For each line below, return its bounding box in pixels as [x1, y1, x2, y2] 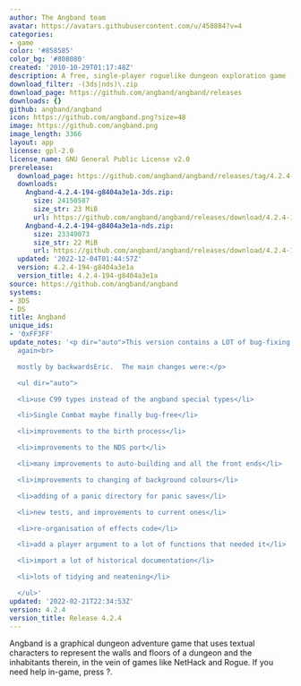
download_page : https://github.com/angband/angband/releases [9, 88, 243, 97]
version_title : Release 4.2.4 [9, 613, 123, 622]
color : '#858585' [9, 47, 74, 56]
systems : [9, 287, 42, 296]
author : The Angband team [9, 13, 106, 22]
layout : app [9, 138, 54, 147]
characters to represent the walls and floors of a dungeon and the [9, 647, 253, 658]
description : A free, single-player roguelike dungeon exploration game [9, 72, 287, 81]
